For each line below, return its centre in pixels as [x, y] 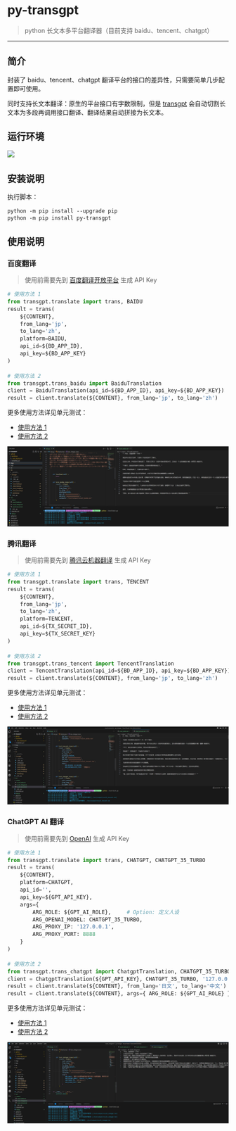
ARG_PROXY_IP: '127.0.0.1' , [73, 927]
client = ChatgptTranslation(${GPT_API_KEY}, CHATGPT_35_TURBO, [103, 979]
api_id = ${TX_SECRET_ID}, [56, 626]
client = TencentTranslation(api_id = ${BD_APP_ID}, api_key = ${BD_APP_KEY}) [119, 671]
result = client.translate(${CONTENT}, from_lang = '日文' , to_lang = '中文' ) [117, 986]
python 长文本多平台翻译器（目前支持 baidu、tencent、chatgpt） [119, 30]
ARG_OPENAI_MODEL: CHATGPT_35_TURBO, [87, 920]
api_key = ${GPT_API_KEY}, [56, 897]
